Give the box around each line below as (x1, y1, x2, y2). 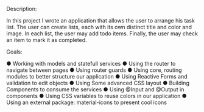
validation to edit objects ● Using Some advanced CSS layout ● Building (6, 79, 190, 86)
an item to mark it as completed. (6, 37, 87, 43)
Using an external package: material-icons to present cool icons (6, 99, 167, 106)
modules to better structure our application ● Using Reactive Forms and (6, 73, 188, 80)
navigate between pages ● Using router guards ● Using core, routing (6, 66, 182, 74)
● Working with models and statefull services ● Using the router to (6, 60, 176, 67)
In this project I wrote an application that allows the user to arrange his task (6, 17, 195, 24)
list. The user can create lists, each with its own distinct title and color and (6, 24, 192, 30)
